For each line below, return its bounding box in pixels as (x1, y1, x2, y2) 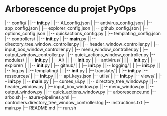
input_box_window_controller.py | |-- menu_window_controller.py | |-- (5, 46, 148, 52)
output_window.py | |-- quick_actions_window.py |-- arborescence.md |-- (5, 89, 156, 95)
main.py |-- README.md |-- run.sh (5, 105, 76, 111)
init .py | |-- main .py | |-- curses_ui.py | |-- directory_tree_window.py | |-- (8, 78, 158, 84)
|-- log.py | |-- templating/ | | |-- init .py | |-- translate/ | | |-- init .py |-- (5, 67, 148, 73)
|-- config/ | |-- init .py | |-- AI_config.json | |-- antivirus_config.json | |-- (5, 20, 153, 26)
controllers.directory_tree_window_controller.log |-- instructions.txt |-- (5, 99, 149, 105)
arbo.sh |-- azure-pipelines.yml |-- (5, 94, 76, 100)
